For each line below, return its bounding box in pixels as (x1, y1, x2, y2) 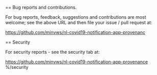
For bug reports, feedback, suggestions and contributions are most (5, 14, 146, 20)
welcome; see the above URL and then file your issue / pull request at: (5, 20, 152, 25)
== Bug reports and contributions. (5, 5, 77, 10)
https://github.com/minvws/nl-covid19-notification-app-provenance (5, 59, 148, 65)
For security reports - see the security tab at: (5, 49, 100, 55)
